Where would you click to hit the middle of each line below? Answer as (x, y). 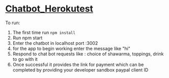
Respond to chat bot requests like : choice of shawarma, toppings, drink (88, 54)
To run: (13, 23)
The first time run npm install (44, 32)
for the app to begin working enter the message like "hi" (72, 48)
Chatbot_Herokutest (49, 9)
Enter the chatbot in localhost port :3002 (55, 43)
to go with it (25, 59)
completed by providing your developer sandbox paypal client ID (80, 70)
